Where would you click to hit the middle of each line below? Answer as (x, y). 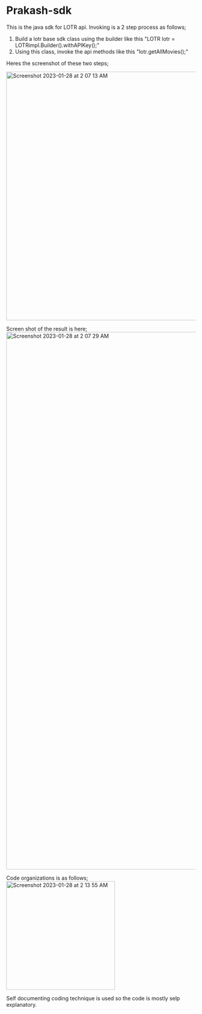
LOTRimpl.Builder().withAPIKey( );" (57, 45)
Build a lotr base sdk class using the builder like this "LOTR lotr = (95, 39)
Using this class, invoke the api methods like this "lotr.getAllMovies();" (102, 51)
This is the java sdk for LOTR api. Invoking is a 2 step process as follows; (96, 27)
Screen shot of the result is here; (47, 329)
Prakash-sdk (39, 11)
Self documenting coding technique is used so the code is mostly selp (93, 998)
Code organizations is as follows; (47, 878)
